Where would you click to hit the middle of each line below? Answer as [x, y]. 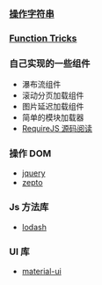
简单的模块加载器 [53, 117]
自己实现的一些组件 [50, 64]
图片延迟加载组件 [53, 107]
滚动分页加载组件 [53, 95]
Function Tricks [43, 38]
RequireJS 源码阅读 [57, 129]
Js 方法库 [29, 207]
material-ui [41, 272]
